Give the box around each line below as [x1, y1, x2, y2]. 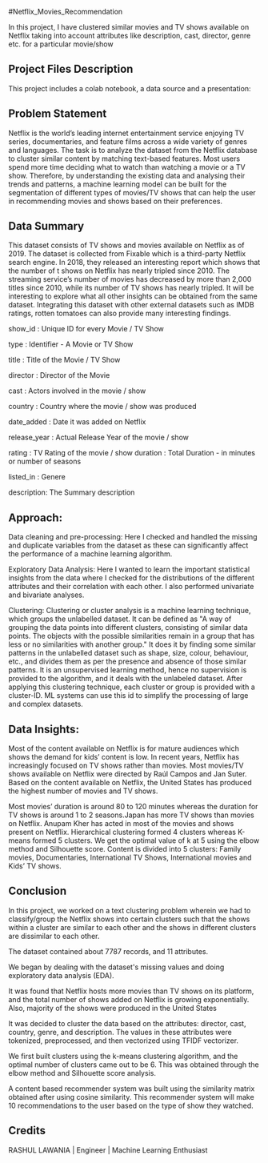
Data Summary [8, 219, 85, 233]
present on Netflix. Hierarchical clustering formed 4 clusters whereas [8, 828, 236, 837]
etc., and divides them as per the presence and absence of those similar [8, 656, 246, 667]
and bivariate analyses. [8, 590, 85, 600]
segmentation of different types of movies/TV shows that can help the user [8, 187, 256, 197]
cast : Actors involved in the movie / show [8, 386, 146, 395]
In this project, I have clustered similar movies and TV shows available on [8, 22, 250, 31]
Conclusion [8, 884, 67, 898]
